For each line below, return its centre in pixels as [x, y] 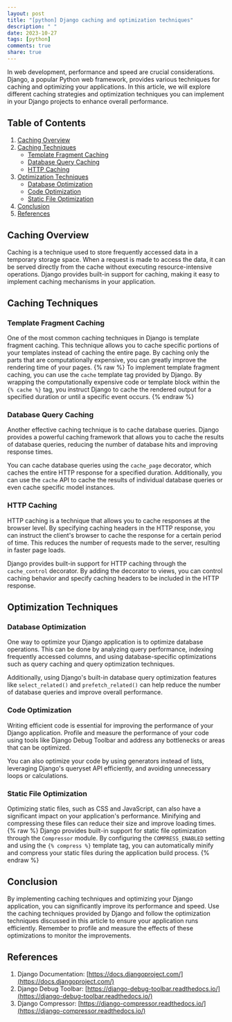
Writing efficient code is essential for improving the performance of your [110, 725]
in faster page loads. [36, 550]
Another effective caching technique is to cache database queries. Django [113, 430]
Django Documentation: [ [53, 973]
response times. [30, 452]
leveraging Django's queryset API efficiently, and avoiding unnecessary [109, 768]
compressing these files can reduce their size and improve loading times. [111, 823]
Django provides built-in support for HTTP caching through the [97, 563]
